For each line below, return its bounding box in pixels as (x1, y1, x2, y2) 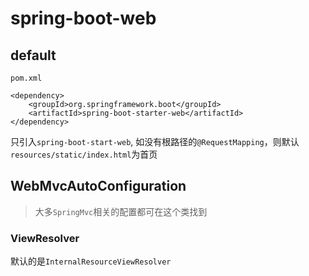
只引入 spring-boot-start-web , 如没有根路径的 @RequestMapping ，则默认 (10, 136, 300, 147)
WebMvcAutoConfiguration (10, 178, 187, 195)
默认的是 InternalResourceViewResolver (10, 255, 172, 267)
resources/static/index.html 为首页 (10, 148, 158, 160)
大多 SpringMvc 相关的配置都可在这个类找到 (34, 205, 208, 217)
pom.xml (10, 73, 43, 83)
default (10, 47, 57, 64)
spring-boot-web (10, 7, 157, 30)
